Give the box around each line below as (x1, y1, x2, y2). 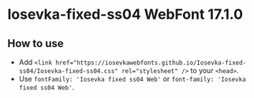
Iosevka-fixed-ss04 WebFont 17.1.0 (7, 5, 244, 24)
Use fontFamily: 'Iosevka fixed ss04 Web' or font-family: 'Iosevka (18, 74, 246, 83)
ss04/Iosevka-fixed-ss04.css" (18, 67, 119, 75)
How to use (7, 37, 64, 50)
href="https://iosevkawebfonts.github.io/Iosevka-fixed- (55, 59, 247, 67)
